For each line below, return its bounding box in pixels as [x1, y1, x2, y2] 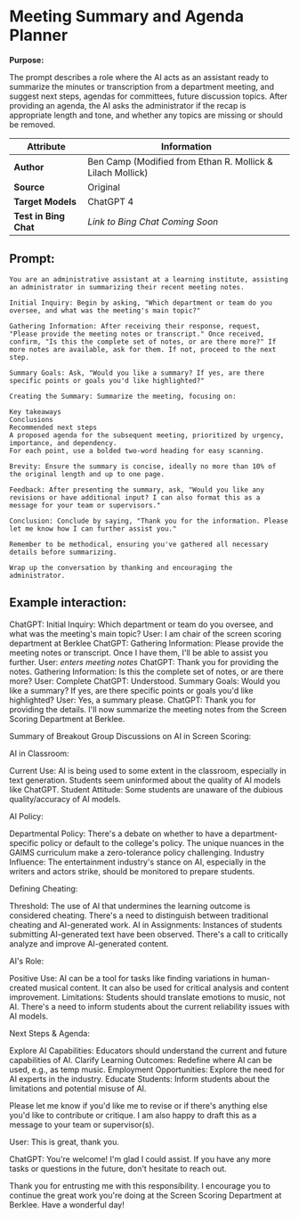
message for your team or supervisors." [9, 500, 162, 509]
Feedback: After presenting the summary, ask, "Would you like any [9, 485, 265, 494]
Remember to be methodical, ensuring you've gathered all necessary [9, 540, 269, 549]
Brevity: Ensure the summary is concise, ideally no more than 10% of [9, 461, 277, 471]
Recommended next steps [9, 423, 98, 432]
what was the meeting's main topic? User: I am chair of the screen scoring [9, 628, 282, 638]
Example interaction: [9, 595, 127, 611]
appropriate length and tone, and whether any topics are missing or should [9, 110, 283, 120]
